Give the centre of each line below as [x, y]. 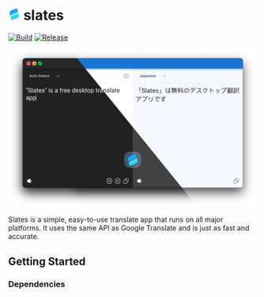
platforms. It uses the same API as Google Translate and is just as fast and [129, 228]
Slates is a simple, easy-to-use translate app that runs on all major [116, 219]
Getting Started [47, 261]
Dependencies [37, 284]
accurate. [24, 237]
